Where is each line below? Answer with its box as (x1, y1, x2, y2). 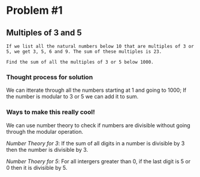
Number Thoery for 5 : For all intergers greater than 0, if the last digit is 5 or (6, 157, 190, 165)
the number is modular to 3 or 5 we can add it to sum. (6, 93, 139, 100)
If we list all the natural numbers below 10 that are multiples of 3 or (6, 43, 195, 49)
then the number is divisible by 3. (6, 146, 89, 153)
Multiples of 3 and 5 (6, 28, 82, 38)
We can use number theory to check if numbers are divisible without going (6, 121, 190, 129)
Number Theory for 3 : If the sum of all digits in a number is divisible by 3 (6, 139, 185, 147)
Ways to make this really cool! (6, 108, 95, 116)
